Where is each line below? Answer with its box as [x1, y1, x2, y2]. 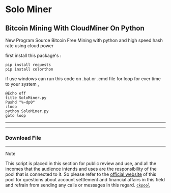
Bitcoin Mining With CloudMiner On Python [5, 24, 145, 33]
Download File [5, 134, 42, 141]
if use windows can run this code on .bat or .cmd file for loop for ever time [5, 76, 161, 82]
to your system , [5, 81, 39, 87]
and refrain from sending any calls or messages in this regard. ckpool [5, 182, 151, 188]
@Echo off [5, 91, 26, 96]
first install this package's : [5, 52, 62, 58]
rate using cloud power [5, 43, 54, 49]
